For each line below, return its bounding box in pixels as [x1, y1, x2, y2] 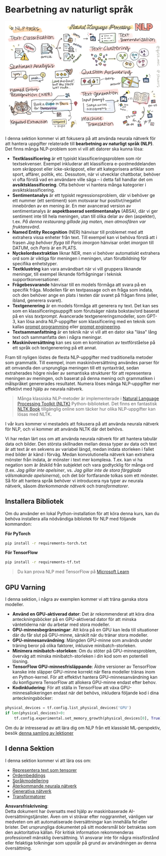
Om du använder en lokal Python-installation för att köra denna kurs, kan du [5, 510, 160, 516]
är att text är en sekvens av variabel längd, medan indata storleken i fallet [5, 446, 154, 452]
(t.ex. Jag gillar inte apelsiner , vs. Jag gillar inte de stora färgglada [5, 467, 142, 473]
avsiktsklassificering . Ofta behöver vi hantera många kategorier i [12, 182, 147, 188]
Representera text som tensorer [12, 767, 77, 773]
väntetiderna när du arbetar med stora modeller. [12, 621, 110, 627]
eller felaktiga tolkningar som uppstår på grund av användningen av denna [5, 840, 157, 846]
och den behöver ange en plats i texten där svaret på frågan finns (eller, [12, 292, 159, 298]
